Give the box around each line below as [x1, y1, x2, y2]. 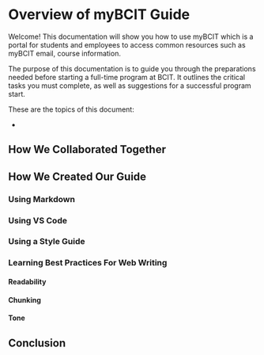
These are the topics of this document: [8, 105, 134, 114]
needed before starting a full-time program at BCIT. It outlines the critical [8, 72, 246, 82]
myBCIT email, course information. [8, 48, 121, 58]
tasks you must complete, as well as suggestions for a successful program [8, 81, 251, 90]
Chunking [8, 295, 41, 304]
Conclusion [8, 336, 66, 349]
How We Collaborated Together [8, 143, 167, 156]
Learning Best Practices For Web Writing [8, 258, 168, 269]
